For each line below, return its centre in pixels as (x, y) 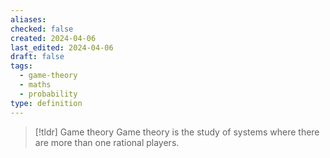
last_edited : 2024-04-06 (62, 47)
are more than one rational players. (107, 142)
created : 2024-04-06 (53, 38)
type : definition (46, 103)
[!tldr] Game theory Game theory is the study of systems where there (177, 132)
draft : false (37, 57)
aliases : (28, 19)
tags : (21, 66)
